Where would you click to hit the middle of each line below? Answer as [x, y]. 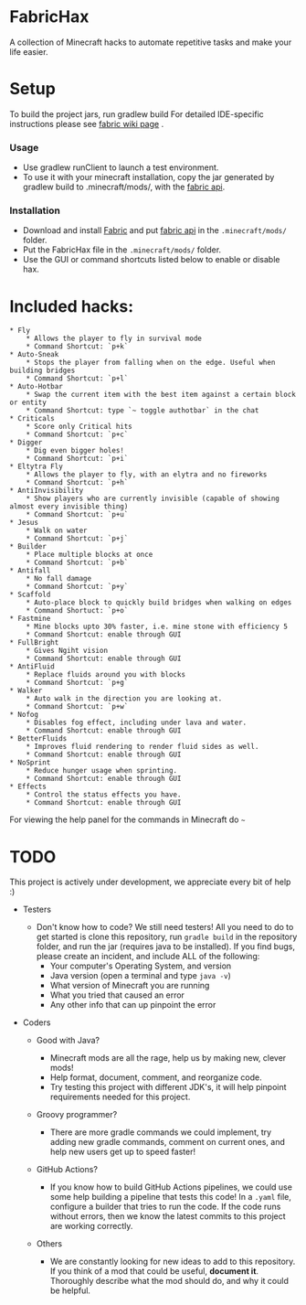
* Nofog [24, 715]
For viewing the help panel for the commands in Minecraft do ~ [127, 819]
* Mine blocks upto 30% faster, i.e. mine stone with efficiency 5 [157, 627]
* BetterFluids [38, 739]
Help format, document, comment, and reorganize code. [156, 1077]
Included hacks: [72, 306]
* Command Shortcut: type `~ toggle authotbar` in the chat [142, 411]
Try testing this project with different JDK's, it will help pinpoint [168, 1087]
